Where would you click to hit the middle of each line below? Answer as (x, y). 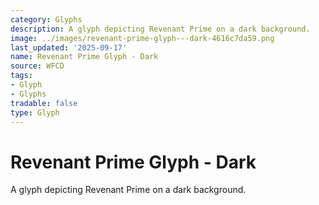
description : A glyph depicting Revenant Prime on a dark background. (160, 29)
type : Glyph (35, 112)
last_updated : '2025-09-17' (69, 47)
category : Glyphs (46, 19)
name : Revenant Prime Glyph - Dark (84, 57)
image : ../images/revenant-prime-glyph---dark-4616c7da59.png (142, 38)
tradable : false (44, 103)
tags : (21, 76)
